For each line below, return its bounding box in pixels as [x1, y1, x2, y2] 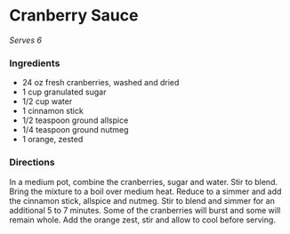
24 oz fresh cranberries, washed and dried [21, 77, 180, 88]
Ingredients [9, 57, 60, 69]
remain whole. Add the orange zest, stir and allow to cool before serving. [9, 214, 276, 225]
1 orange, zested [21, 134, 84, 145]
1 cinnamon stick [21, 106, 85, 117]
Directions [9, 157, 55, 169]
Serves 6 [9, 35, 43, 45]
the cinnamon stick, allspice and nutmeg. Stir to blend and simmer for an [9, 195, 276, 206]
